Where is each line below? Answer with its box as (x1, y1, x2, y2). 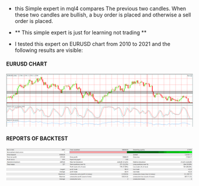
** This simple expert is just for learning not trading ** (14, 29, 147, 36)
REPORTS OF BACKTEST (6, 135, 68, 142)
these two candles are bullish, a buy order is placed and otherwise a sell (14, 11, 191, 18)
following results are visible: (14, 47, 83, 54)
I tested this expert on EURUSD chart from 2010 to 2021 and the (14, 41, 171, 47)
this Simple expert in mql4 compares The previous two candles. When (14, 5, 187, 12)
